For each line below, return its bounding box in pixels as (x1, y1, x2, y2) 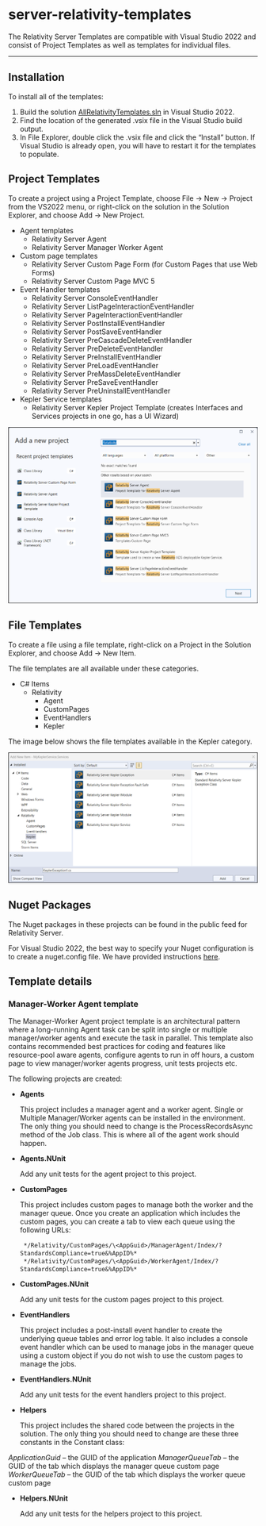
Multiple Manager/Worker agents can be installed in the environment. (19, 1113, 245, 1123)
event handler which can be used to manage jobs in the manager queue (19, 1343, 255, 1352)
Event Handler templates (19, 284, 101, 294)
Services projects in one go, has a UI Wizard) (31, 411, 180, 421)
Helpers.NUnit (19, 1493, 69, 1503)
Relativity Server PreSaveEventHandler (31, 377, 158, 386)
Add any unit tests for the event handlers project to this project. (19, 1390, 226, 1400)
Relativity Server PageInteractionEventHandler (31, 309, 184, 319)
